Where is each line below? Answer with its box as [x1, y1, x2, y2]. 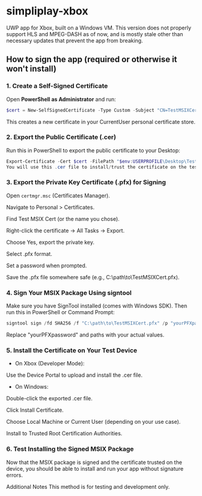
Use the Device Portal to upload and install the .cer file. [6, 371, 143, 379]
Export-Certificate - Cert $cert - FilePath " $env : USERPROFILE [6, 158, 163, 164]
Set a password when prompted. [6, 262, 87, 269]
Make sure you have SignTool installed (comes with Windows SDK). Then [6, 302, 188, 309]
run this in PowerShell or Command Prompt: [6, 309, 115, 316]
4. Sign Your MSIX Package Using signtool [6, 288, 132, 297]
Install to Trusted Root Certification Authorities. [6, 430, 123, 437]
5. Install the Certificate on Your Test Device [6, 346, 138, 355]
